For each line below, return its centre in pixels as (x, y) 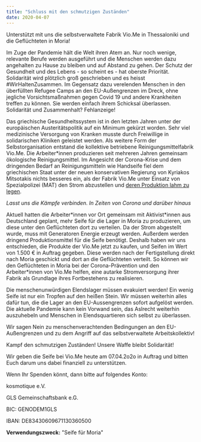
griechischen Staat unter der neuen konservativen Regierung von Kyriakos (98, 172)
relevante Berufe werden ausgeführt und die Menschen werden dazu (91, 59)
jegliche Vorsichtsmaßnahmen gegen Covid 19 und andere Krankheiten (94, 97)
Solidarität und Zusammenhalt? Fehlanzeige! (61, 110)
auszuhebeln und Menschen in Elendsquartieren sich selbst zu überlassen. (99, 315)
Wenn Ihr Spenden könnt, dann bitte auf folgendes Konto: (77, 374)
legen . (14, 191)
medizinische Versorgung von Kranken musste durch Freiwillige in (88, 134)
